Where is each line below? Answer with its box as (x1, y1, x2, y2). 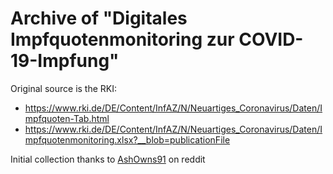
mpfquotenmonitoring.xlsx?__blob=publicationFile (24, 133, 231, 146)
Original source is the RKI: (10, 82, 118, 94)
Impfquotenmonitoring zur (10, 28, 235, 51)
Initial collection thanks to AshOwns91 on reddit (10, 153, 206, 165)
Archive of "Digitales (10, 7, 188, 30)
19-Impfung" (10, 50, 120, 72)
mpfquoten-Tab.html (24, 112, 110, 124)
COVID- (238, 28, 304, 51)
